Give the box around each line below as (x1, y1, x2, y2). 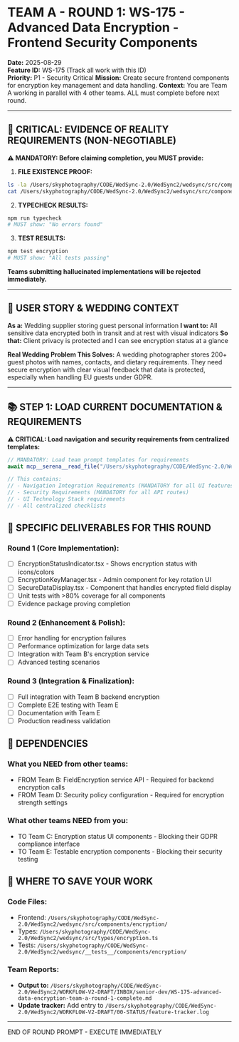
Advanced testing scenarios (17, 658, 100, 667)
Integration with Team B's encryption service (17, 650, 149, 658)
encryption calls (17, 782, 65, 792)
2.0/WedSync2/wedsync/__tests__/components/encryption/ (17, 948, 187, 956)
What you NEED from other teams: (7, 759, 129, 769)
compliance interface (17, 839, 80, 848)
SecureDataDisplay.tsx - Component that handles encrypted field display (17, 583, 232, 592)
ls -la (7, 181, 27, 188)
